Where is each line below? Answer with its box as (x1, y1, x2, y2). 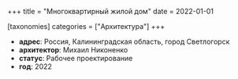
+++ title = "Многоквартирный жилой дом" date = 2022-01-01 (7, 7, 214, 16)
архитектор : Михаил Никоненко (18, 45, 128, 54)
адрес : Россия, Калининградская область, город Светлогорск (18, 37, 230, 46)
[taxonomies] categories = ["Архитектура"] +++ (7, 22, 165, 31)
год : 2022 (18, 62, 53, 71)
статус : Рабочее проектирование (18, 54, 133, 63)
